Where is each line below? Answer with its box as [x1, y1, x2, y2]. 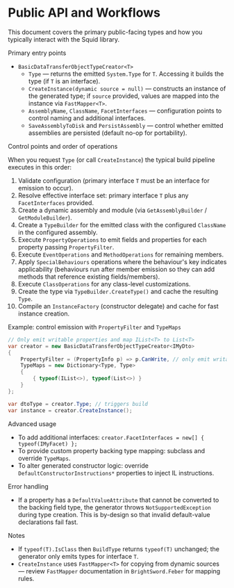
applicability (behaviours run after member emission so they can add [17, 265, 215, 273]
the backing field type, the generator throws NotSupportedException [17, 503, 211, 512]
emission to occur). [17, 183, 74, 192]
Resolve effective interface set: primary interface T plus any [17, 191, 189, 199]
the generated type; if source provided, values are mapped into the [28, 92, 219, 100]
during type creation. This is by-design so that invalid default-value [17, 510, 210, 518]
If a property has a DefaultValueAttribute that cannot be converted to [17, 496, 219, 504]
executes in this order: [8, 163, 72, 171]
